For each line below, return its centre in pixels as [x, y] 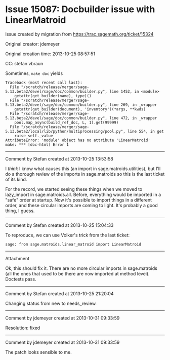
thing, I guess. [20, 211]
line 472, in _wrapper [133, 118]
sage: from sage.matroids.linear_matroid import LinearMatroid [73, 244]
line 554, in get [146, 131]
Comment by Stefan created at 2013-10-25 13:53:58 [59, 158]
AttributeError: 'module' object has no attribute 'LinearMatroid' [78, 140]
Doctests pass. [21, 279]
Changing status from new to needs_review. [51, 303]
